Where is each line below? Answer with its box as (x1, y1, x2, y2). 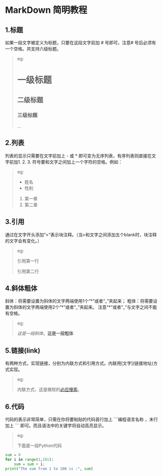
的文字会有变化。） (5, 238, 42, 244)
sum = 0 (5, 452, 21, 457)
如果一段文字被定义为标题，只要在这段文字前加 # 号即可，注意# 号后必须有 (5, 40, 156, 45)
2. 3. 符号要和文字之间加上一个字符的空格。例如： (22, 159, 123, 165)
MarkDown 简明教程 (5, 4, 87, 16)
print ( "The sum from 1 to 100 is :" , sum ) (5, 466, 93, 471)
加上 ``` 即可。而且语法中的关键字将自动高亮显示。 (5, 422, 107, 428)
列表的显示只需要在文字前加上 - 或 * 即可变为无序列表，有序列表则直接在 (5, 152, 152, 158)
